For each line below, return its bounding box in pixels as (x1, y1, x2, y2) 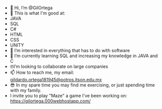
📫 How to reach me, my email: (10, 69, 74, 75)
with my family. (10, 87, 42, 93)
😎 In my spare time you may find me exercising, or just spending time (10, 82, 155, 88)
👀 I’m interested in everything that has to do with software (10, 48, 130, 53)
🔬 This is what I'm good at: (10, 10, 65, 16)
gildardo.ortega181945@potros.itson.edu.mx (10, 77, 102, 82)
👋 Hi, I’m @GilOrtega (10, 5, 53, 11)
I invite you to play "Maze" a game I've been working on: (10, 93, 127, 98)
